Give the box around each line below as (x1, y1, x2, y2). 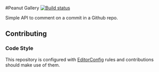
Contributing (5, 30, 47, 38)
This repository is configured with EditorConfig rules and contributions (5, 56, 154, 62)
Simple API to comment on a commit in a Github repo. (5, 15, 118, 20)
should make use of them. (5, 62, 60, 68)
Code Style (5, 45, 34, 52)
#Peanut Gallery (5, 5, 39, 11)
